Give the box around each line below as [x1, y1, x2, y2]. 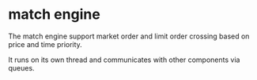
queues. [8, 63, 35, 72]
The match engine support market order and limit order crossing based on [8, 31, 250, 41]
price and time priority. [8, 39, 83, 49]
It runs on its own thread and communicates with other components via [8, 55, 240, 64]
